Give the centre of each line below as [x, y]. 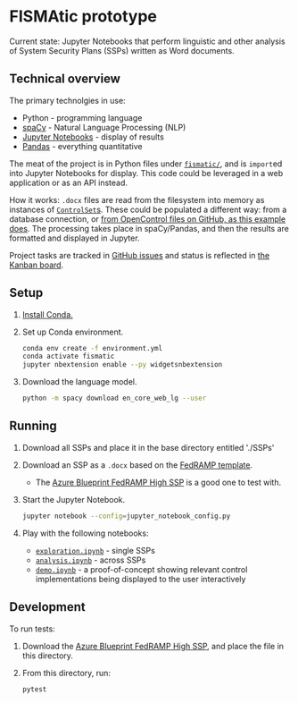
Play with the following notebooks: [85, 533]
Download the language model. [79, 382]
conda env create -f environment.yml [92, 348]
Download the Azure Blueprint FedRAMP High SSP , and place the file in [153, 646]
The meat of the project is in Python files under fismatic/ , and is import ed [146, 164]
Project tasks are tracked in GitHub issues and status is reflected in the [140, 255]
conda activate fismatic [68, 356]
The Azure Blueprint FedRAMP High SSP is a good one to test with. [158, 482]
